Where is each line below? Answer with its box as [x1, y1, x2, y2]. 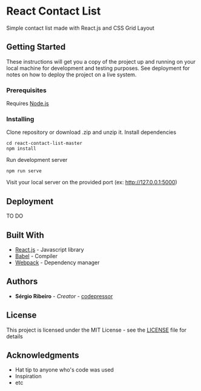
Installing [6, 115, 35, 123]
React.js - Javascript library [15, 246, 84, 253]
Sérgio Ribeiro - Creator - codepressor [15, 292, 113, 299]
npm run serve [6, 168, 42, 174]
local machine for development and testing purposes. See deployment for [6, 64, 190, 72]
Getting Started [6, 42, 66, 52]
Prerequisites [6, 86, 47, 95]
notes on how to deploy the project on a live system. [6, 71, 137, 78]
